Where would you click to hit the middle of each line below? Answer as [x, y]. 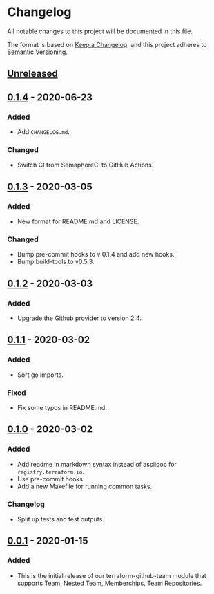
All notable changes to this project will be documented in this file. [100, 31]
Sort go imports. [40, 375]
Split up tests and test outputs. [61, 519]
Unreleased [33, 74]
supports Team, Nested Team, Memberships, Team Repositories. [109, 583]
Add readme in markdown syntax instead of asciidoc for [97, 464]
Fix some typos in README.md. [62, 407]
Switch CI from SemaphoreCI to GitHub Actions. [85, 165]
